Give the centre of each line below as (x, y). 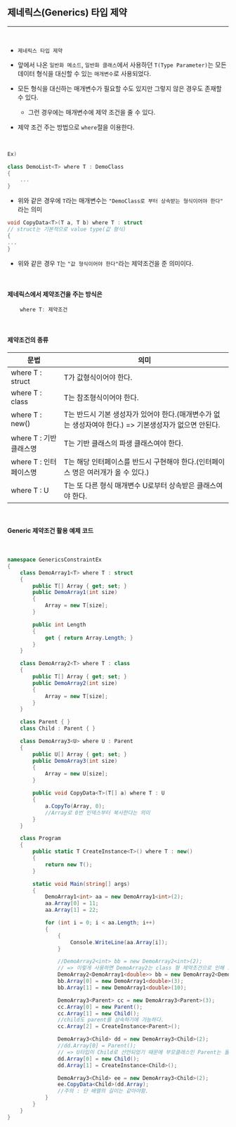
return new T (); (68, 864)
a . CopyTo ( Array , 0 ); (75, 806)
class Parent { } (45, 722)
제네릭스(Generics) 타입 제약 (67, 13)
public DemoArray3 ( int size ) (75, 761)
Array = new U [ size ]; (77, 774)
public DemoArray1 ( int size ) (75, 593)
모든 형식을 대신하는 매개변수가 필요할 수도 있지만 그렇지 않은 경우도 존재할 (120, 88)
